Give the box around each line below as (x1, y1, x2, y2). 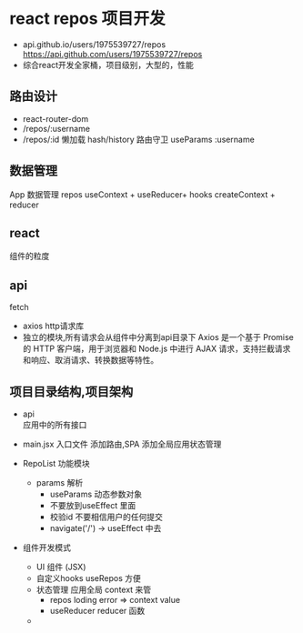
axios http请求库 (22, 320, 85, 332)
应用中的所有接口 (22, 419, 87, 430)
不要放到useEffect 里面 (49, 500, 136, 510)
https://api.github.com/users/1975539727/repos (22, 48, 203, 59)
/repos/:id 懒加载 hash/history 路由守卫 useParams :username (22, 134, 255, 145)
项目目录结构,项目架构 (9, 384, 134, 399)
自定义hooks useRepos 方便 (35, 573, 141, 583)
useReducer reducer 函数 (49, 606, 146, 616)
